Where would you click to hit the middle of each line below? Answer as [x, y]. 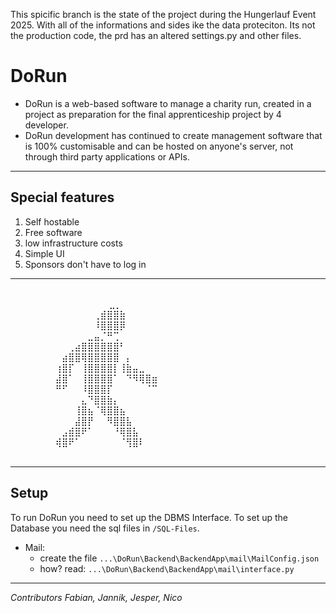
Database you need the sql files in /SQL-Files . [105, 528]
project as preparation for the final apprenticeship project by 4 [153, 114]
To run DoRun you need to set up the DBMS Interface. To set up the [149, 517]
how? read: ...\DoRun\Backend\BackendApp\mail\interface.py [167, 568]
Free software [53, 232]
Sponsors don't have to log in [85, 264]
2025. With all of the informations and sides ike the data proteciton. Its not [163, 25]
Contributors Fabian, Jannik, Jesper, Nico [96, 597]
